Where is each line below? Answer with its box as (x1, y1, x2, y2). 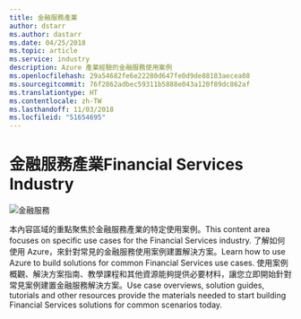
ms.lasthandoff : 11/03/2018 (9, 105, 115, 114)
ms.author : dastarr (9, 30, 82, 39)
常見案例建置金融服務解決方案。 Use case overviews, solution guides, (9, 280, 265, 291)
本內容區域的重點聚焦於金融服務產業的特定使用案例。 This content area (9, 224, 271, 235)
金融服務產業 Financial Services (9, 154, 244, 175)
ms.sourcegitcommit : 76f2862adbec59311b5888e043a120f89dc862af (9, 80, 251, 89)
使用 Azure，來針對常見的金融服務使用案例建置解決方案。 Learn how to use (9, 246, 287, 257)
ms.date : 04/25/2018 (9, 38, 87, 47)
